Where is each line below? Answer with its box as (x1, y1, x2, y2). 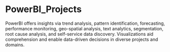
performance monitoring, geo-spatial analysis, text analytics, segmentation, (5, 25, 163, 31)
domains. (5, 41, 25, 47)
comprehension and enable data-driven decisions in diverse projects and (5, 36, 158, 42)
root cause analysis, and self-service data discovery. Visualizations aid (5, 31, 154, 37)
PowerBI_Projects (5, 4, 82, 15)
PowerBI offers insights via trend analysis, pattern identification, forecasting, (5, 20, 165, 26)
